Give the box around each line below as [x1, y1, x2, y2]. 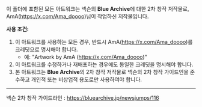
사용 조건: [6, 26, 29, 32]
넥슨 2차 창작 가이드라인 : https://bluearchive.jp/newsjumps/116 [6, 94, 159, 101]
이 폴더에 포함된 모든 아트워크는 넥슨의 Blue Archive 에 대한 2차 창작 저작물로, [6, 5, 189, 12]
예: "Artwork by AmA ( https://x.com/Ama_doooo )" [23, 53, 147, 60]
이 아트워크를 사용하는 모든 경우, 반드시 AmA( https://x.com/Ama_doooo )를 [14, 38, 193, 45]
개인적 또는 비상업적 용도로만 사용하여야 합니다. [31, 76, 142, 83]
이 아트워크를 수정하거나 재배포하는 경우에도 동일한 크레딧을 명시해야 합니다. [14, 61, 194, 68]
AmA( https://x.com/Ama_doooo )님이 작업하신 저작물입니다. [6, 13, 149, 20]
